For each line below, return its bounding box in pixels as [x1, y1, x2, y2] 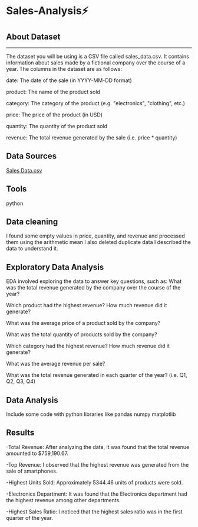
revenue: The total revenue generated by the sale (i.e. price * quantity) [6, 134, 177, 141]
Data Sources [6, 151, 57, 161]
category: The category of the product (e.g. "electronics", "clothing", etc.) [6, 100, 186, 106]
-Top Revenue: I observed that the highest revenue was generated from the [6, 461, 189, 468]
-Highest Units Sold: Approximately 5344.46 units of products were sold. [6, 479, 183, 486]
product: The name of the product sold [6, 89, 100, 95]
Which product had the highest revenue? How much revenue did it [6, 302, 167, 309]
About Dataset [6, 31, 61, 41]
